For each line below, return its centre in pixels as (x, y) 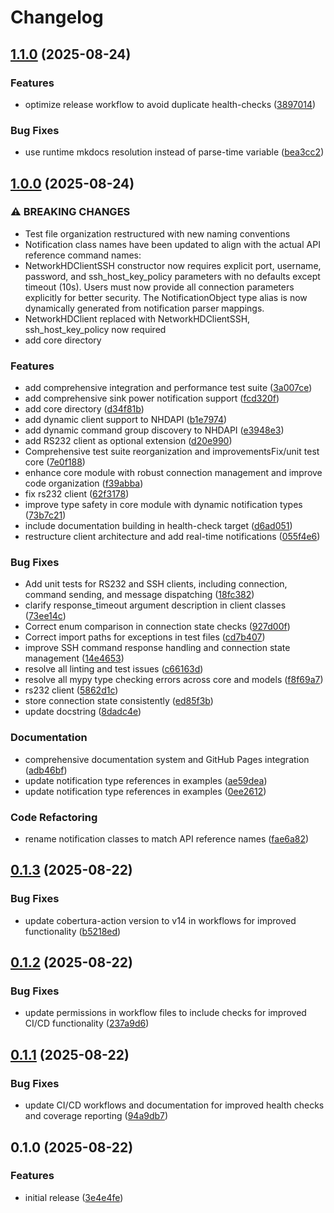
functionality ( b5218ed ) (73, 931)
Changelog (57, 17)
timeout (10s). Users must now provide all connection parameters (159, 287)
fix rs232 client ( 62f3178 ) (77, 494)
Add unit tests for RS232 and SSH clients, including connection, (156, 584)
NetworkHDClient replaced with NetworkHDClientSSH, (137, 318)
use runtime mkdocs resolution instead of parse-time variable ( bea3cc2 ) (174, 152)
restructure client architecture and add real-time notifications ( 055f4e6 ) (172, 537)
